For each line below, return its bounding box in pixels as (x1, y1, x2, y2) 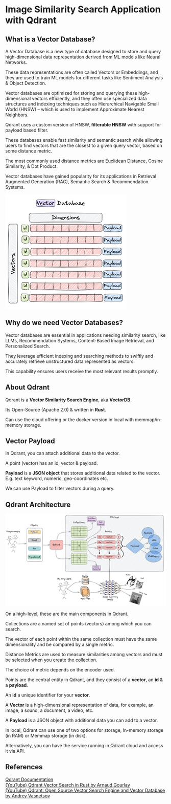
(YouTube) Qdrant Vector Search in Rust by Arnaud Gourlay (5, 781, 130, 788)
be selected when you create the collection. (5, 657, 97, 663)
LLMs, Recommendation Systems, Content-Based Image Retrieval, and (5, 337, 154, 343)
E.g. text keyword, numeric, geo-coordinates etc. (5, 475, 108, 482)
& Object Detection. (5, 80, 46, 86)
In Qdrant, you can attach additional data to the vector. (5, 450, 120, 457)
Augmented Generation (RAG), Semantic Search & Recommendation (5, 179, 149, 185)
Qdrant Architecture (5, 500, 71, 509)
